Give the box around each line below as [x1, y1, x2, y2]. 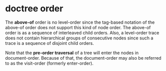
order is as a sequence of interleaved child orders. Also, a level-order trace [5, 30, 160, 35]
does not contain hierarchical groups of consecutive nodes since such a [5, 35, 154, 41]
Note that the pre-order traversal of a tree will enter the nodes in [5, 50, 139, 56]
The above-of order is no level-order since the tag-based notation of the [5, 19, 155, 25]
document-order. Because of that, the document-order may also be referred [5, 55, 162, 61]
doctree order [5, 3, 63, 14]
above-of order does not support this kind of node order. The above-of [5, 24, 151, 30]
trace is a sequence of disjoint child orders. [5, 40, 94, 46]
